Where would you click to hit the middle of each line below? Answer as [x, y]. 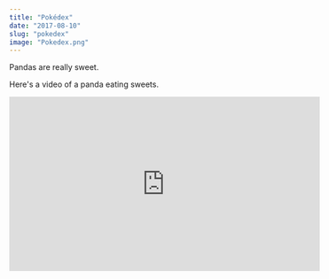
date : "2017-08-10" [45, 26]
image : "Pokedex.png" [49, 42]
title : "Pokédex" [41, 17]
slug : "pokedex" [39, 34]
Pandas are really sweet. [54, 67]
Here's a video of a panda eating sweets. [84, 84]
